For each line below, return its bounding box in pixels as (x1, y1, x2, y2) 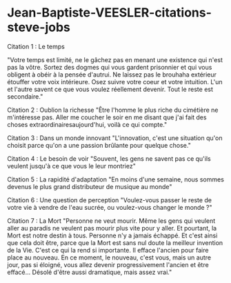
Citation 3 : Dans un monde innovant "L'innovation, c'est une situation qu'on (7, 133, 223, 142)
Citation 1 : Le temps (7, 42, 66, 50)
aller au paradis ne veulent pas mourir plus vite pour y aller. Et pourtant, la (7, 224, 217, 232)
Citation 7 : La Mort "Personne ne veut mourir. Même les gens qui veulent (7, 216, 216, 225)
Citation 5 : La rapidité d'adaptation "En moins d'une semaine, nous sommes (7, 175, 224, 184)
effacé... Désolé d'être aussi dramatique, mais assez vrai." (7, 268, 172, 276)
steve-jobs (7, 19, 70, 35)
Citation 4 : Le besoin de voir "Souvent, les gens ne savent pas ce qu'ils (7, 154, 212, 163)
